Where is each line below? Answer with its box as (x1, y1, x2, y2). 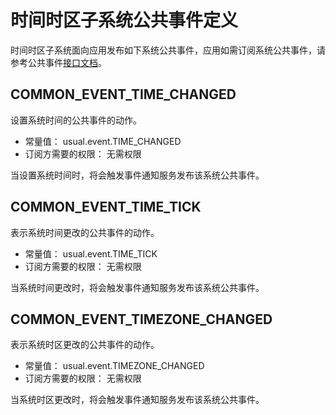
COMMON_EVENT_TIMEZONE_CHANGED (10, 311, 273, 328)
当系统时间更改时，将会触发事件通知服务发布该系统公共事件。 (10, 281, 265, 293)
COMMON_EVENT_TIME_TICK (10, 199, 202, 216)
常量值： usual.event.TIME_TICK (24, 247, 158, 260)
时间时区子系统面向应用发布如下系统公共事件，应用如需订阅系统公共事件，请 (10, 44, 326, 56)
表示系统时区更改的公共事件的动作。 (10, 339, 160, 351)
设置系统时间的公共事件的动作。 (10, 114, 142, 126)
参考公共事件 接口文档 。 (10, 56, 107, 68)
